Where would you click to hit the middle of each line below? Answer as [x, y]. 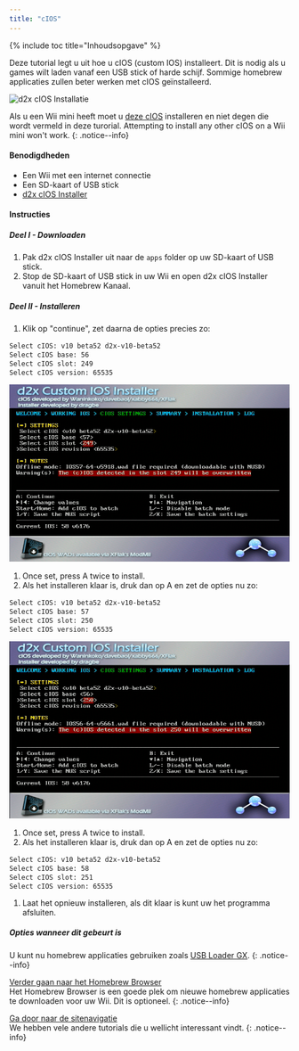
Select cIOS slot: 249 [51, 364]
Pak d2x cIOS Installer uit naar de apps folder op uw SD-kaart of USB [148, 258]
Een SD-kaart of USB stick [70, 185]
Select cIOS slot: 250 [51, 621]
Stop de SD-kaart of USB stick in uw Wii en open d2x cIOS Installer [145, 276]
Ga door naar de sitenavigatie [63, 1018]
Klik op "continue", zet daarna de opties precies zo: [116, 329]
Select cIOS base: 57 [49, 612]
